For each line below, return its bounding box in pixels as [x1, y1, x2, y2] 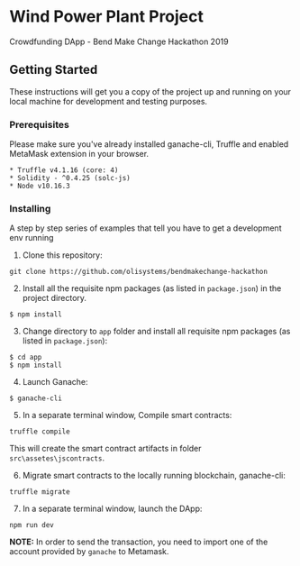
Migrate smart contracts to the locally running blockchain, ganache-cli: [22, 470, 286, 481]
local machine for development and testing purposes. [9, 96, 208, 106]
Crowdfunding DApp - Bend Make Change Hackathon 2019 [9, 36, 229, 47]
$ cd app [9, 353, 42, 362]
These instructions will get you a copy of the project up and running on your [9, 86, 291, 96]
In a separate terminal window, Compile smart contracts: [22, 410, 232, 421]
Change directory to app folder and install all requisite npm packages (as [22, 326, 291, 337]
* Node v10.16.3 [9, 182, 70, 191]
